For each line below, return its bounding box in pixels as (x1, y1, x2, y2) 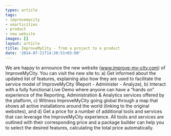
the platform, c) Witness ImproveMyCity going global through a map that (5, 97, 158, 103)
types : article (5, 7, 38, 13)
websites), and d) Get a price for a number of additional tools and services (5, 108, 162, 114)
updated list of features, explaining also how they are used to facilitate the (5, 75, 161, 82)
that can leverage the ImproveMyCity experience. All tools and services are (5, 113, 164, 120)
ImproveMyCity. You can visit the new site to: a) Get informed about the (5, 70, 156, 76)
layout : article (5, 41, 40, 46)
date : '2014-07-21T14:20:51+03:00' (5, 50, 81, 55)
